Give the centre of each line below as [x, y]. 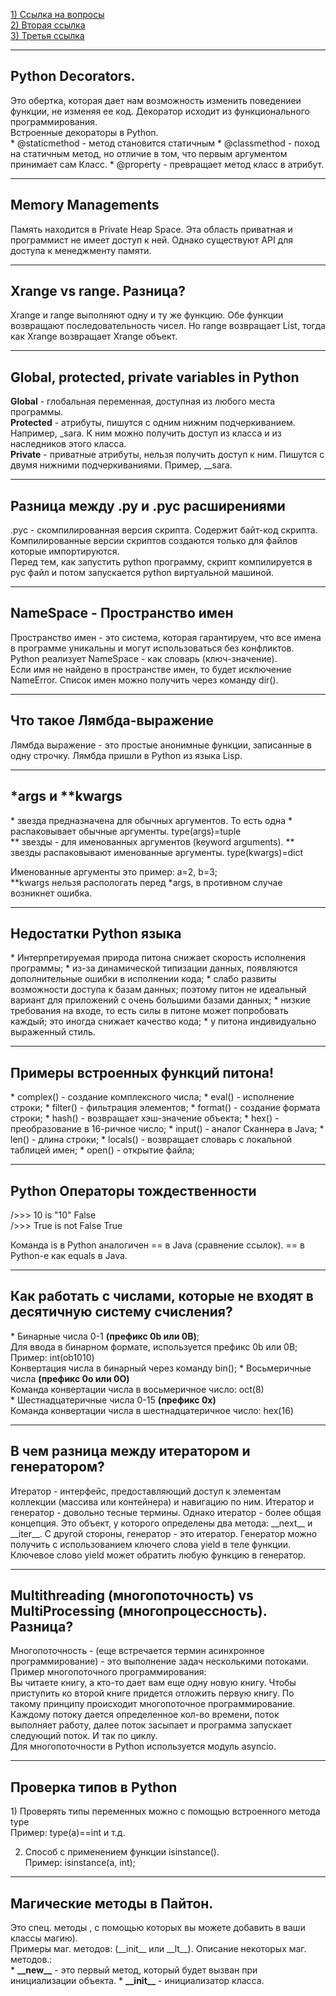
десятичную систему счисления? [121, 1312]
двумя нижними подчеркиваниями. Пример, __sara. [121, 465]
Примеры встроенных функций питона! [142, 1072]
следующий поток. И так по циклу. [84, 1736]
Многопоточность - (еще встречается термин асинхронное [137, 1651]
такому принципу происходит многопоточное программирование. [153, 1704]
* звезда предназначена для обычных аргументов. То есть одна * [151, 820]
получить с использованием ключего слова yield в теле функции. [151, 1544]
